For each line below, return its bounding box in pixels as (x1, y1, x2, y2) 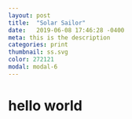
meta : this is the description (8, 33, 111, 42)
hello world (8, 96, 82, 114)
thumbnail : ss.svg (8, 48, 68, 56)
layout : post (8, 11, 51, 20)
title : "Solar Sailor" (8, 19, 86, 27)
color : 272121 (8, 56, 55, 64)
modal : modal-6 (8, 63, 58, 71)
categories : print (8, 41, 68, 49)
